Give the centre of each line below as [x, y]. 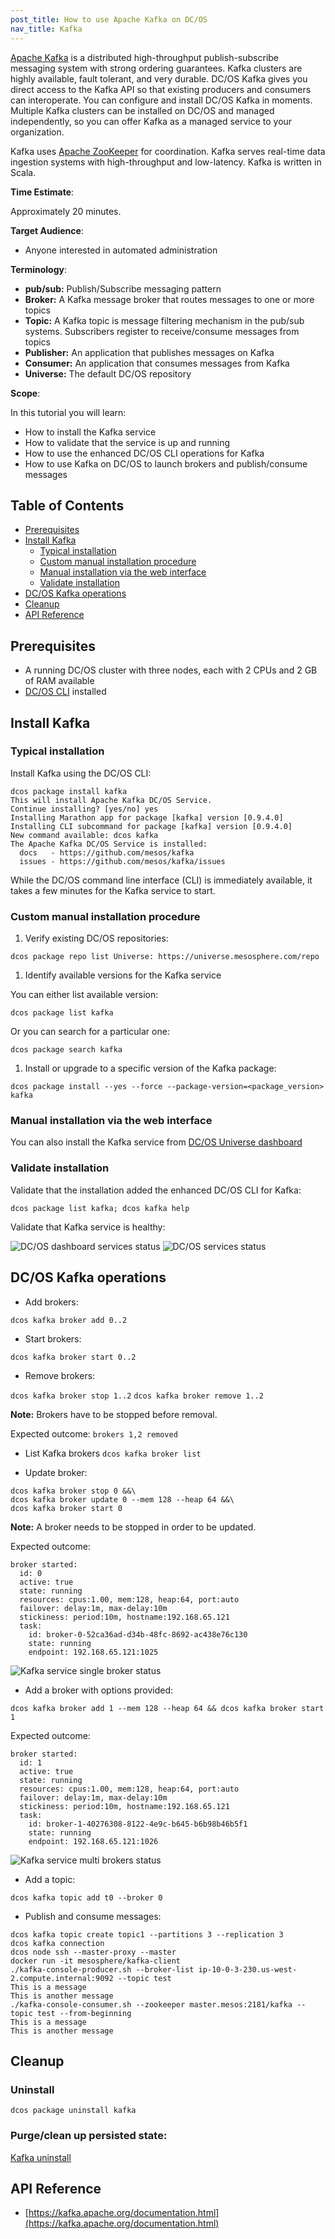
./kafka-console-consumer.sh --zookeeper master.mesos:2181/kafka [151, 2004]
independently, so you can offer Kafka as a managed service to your [151, 121]
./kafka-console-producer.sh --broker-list [102, 1969]
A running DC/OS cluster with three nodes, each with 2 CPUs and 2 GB [171, 670]
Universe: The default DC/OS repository [108, 373]
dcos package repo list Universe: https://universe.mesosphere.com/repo [165, 957]
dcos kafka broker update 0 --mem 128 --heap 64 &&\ [122, 1499]
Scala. [23, 172]
